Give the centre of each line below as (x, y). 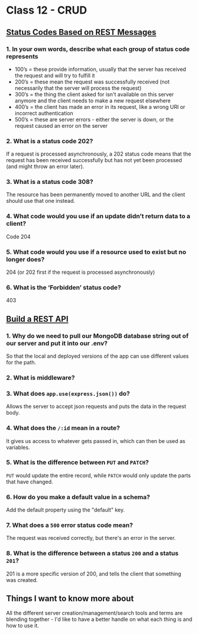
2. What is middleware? (40, 377)
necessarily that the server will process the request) (78, 88)
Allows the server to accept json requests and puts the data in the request (96, 406)
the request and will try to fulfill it (55, 75)
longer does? (25, 259)
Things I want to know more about (70, 599)
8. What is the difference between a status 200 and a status (92, 554)
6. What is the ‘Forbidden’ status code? (64, 287)
